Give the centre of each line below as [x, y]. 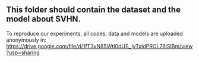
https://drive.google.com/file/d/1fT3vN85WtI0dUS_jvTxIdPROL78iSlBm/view [99, 46]
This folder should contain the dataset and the [94, 10]
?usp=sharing [23, 52]
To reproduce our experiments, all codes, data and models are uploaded [94, 33]
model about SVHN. [44, 19]
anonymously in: [26, 40]
